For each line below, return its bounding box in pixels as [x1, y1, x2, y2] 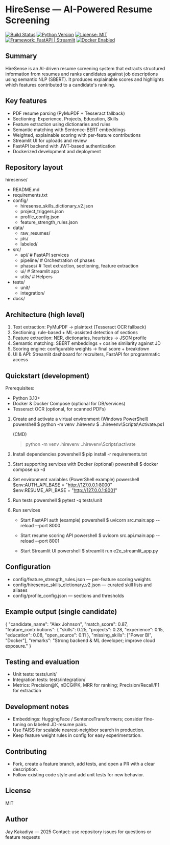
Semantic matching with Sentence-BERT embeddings [12, 127, 126, 133]
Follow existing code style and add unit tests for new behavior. [12, 772, 144, 778]
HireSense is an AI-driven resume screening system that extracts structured [5, 65, 165, 71]
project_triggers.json [20, 209, 64, 215]
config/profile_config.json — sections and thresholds [12, 592, 124, 599]
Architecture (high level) [5, 310, 85, 319]
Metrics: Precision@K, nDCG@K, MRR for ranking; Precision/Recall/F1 [12, 682, 160, 688]
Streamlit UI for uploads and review [12, 137, 87, 143]
